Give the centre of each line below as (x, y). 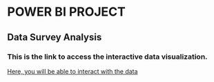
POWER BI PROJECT (67, 12)
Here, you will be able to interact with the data (72, 71)
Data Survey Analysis (55, 37)
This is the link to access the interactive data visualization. (108, 57)
